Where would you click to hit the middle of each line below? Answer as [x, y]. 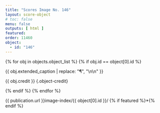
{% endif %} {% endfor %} [33, 90]
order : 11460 [19, 38]
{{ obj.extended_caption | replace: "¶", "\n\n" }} [54, 71]
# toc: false [19, 19]
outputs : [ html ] [24, 29]
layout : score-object [28, 15]
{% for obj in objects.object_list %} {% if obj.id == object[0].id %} [73, 61]
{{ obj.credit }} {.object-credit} [37, 81]
